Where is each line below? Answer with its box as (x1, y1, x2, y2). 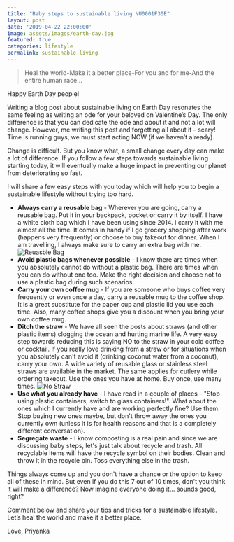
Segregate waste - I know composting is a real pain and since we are (17, 433, 218, 442)
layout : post (7, 17, 45, 24)
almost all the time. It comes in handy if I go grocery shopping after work (17, 225, 227, 234)
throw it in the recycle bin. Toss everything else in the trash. (17, 456, 190, 464)
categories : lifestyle (7, 43, 73, 50)
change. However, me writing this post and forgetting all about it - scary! (7, 125, 216, 134)
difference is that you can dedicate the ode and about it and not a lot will (7, 118, 216, 126)
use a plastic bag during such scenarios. (17, 277, 135, 286)
